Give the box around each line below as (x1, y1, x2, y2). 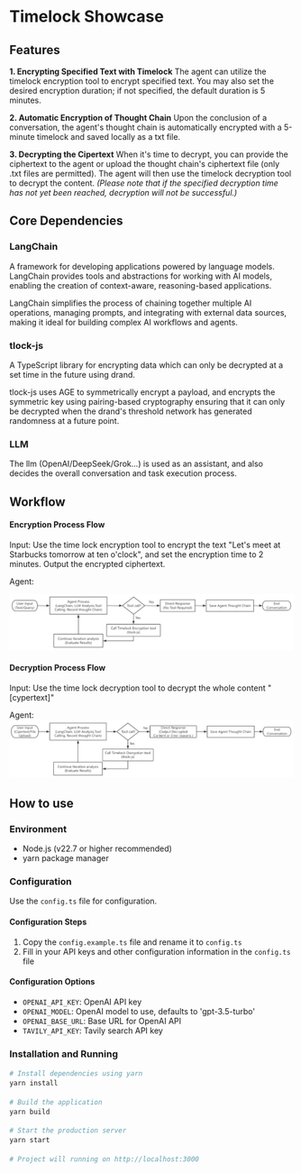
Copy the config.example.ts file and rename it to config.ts (22, 936, 242, 948)
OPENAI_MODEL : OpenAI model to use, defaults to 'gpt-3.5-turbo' (22, 1005, 255, 1016)
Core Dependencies (9, 214, 123, 229)
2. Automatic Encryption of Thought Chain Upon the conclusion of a (9, 113, 268, 123)
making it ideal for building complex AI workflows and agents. (9, 316, 239, 327)
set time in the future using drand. (9, 369, 135, 380)
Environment (9, 822, 68, 835)
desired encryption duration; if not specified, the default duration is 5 (9, 86, 266, 96)
